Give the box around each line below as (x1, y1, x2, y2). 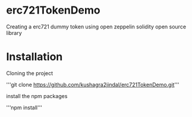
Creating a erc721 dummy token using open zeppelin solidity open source (6, 23, 186, 30)
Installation (6, 50, 63, 64)
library (6, 29, 22, 36)
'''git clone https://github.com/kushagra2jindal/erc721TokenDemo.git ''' (6, 81, 180, 88)
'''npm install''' (6, 104, 43, 111)
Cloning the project (6, 69, 53, 77)
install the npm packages (6, 92, 68, 99)
